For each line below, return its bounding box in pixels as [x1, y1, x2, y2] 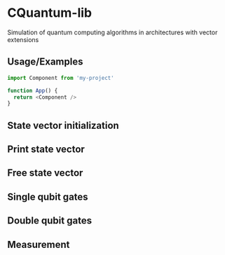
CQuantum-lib [7, 5, 93, 21]
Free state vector [7, 167, 83, 179]
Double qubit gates [7, 215, 93, 227]
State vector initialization [7, 119, 119, 131]
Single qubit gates [7, 191, 89, 202]
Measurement [7, 238, 70, 250]
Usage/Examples [7, 56, 83, 68]
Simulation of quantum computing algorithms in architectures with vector [7, 28, 218, 36]
